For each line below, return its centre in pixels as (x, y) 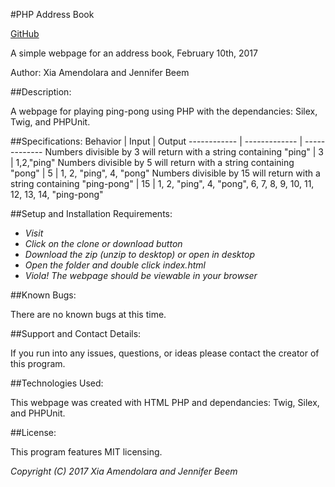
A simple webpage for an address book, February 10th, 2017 (134, 53)
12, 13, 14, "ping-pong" (57, 194)
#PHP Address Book (52, 14)
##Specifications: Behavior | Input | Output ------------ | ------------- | (156, 141)
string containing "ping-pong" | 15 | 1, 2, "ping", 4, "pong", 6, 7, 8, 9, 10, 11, (162, 183)
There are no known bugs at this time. (88, 314)
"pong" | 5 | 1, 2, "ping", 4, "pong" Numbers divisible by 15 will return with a (165, 173)
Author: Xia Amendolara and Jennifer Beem (100, 72)
